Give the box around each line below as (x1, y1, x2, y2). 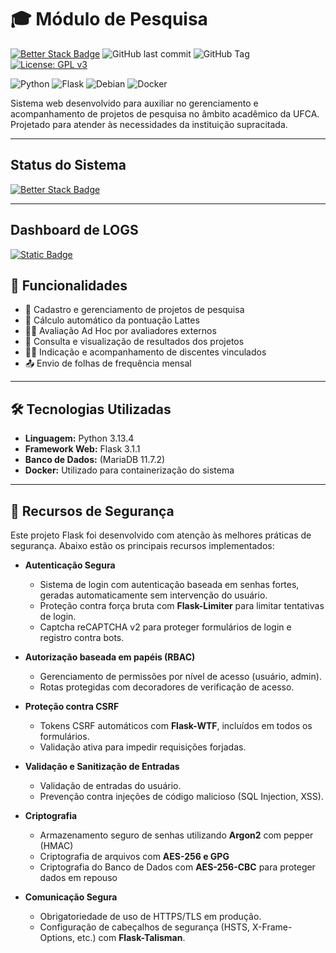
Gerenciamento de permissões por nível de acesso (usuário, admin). (39, 671, 322, 682)
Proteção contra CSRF (24, 701, 120, 712)
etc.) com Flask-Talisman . (76, 932, 186, 943)
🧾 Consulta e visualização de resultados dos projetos (24, 336, 245, 348)
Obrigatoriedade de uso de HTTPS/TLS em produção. (39, 911, 262, 922)
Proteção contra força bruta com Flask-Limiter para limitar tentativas (39, 600, 325, 611)
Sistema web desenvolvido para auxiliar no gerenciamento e (10, 97, 259, 109)
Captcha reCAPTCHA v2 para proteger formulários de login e (39, 621, 292, 633)
